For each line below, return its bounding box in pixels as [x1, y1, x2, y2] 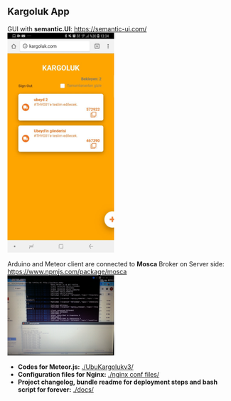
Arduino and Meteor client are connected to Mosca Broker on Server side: [7, 260, 225, 269]
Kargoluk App [7, 6, 70, 18]
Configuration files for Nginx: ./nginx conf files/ [17, 370, 160, 379]
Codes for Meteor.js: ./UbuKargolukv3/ [17, 363, 134, 371]
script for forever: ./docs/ [17, 385, 95, 394]
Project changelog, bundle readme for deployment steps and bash [17, 377, 218, 387]
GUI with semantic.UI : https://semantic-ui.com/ [7, 24, 147, 33]
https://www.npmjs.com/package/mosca [7, 267, 127, 276]
